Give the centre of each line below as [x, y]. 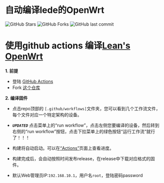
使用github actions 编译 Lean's [68, 46]
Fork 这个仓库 [26, 88]
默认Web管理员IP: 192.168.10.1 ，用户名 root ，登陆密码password [78, 175]
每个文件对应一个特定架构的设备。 [47, 115]
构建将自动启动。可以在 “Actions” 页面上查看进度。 [63, 148]
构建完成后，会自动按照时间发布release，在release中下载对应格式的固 [83, 158]
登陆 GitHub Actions [33, 81]
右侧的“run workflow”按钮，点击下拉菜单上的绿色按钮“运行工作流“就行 [84, 131]
